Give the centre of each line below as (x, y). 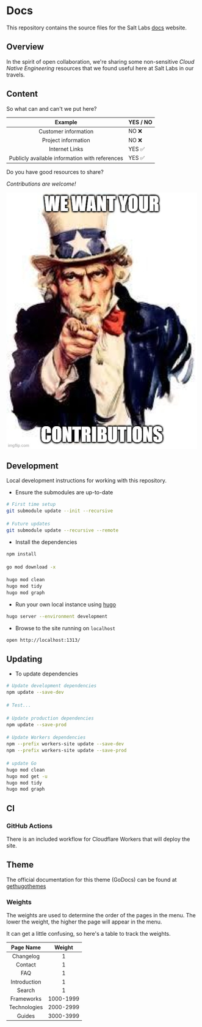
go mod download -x (31, 567)
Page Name (26, 947)
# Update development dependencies (52, 686)
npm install (21, 554)
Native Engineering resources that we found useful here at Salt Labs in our (100, 68)
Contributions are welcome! (41, 184)
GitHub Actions (30, 826)
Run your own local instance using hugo (66, 604)
